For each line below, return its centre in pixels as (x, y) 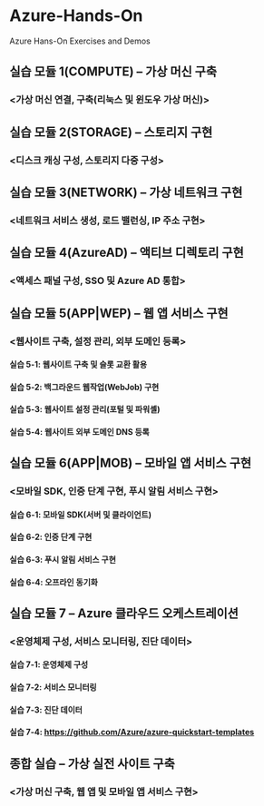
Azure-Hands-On (76, 16)
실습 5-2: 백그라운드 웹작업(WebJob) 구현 (84, 387)
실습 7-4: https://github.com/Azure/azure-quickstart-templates (132, 732)
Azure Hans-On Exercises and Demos (80, 41)
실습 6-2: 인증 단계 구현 (51, 537)
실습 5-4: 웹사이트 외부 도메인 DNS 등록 (79, 431)
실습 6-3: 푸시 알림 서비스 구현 (63, 559)
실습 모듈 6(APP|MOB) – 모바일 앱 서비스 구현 (131, 463)
